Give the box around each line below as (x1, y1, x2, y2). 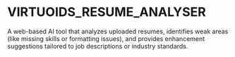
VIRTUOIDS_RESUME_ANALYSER (7, 4, 206, 20)
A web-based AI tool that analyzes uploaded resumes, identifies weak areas (7, 27, 229, 35)
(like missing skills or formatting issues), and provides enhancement (7, 34, 205, 42)
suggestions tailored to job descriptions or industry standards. (7, 42, 188, 50)
